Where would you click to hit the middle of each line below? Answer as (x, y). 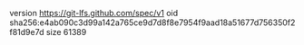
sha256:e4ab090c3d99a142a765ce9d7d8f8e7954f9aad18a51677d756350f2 (152, 22)
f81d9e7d (27, 32)
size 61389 (66, 32)
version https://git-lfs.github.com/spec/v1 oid (94, 13)
